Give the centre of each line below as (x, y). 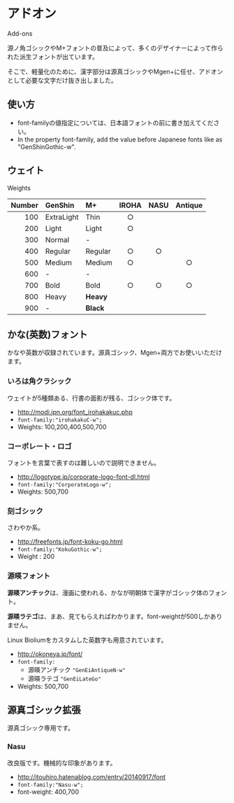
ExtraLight (62, 217)
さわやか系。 (25, 528)
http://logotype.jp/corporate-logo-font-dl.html (83, 477)
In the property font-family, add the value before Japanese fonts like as (120, 139)
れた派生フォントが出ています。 (53, 57)
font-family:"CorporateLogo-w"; (64, 484)
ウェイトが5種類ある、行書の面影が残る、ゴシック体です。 (92, 398)
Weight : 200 (36, 557)
